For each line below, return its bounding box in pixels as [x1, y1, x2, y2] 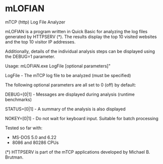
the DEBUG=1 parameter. [5, 53, 55, 59]
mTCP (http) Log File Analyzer [5, 19, 66, 25]
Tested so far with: [5, 125, 43, 131]
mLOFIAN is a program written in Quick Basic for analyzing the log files [5, 28, 148, 34]
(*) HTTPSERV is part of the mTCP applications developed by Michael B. [5, 149, 150, 155]
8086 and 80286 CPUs [12, 140, 59, 145]
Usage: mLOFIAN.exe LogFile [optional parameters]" [5, 63, 111, 69]
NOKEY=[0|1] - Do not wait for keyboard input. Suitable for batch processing [5, 115, 159, 121]
